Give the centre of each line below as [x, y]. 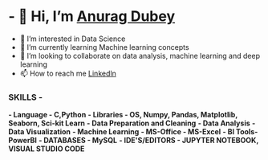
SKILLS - [25, 97]
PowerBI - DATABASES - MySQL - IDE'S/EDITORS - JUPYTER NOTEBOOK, [134, 141]
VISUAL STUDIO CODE [47, 149]
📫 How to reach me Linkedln [68, 73]
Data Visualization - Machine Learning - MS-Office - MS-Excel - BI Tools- [133, 132]
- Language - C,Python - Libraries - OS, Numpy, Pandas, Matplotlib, [123, 115]
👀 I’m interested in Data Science [73, 39]
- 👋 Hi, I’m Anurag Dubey [92, 16]
